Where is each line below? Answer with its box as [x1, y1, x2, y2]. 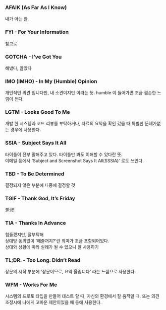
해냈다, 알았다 [5, 65, 32, 71]
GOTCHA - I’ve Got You [5, 53, 62, 60]
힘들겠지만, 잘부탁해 [5, 232, 44, 237]
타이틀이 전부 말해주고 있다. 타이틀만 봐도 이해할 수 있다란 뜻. [5, 151, 123, 157]
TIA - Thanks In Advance [5, 220, 66, 227]
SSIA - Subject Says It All [5, 140, 67, 147]
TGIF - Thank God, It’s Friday [5, 195, 75, 202]
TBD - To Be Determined [5, 170, 64, 177]
